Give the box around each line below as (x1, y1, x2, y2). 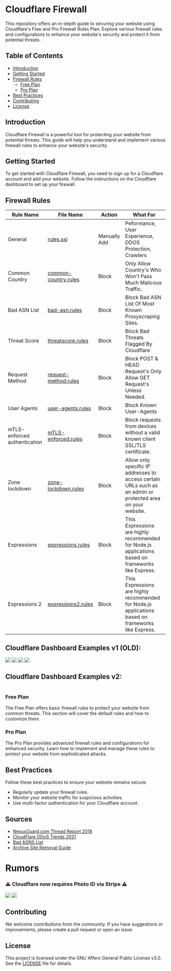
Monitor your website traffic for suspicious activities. (12, 794, 123, 801)
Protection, (125, 245, 152, 253)
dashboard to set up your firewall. (5, 181, 76, 187)
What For (132, 211, 156, 218)
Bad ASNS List (12, 839, 43, 845)
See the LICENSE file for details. (5, 960, 73, 966)
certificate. (125, 448, 151, 455)
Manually (98, 233, 121, 240)
